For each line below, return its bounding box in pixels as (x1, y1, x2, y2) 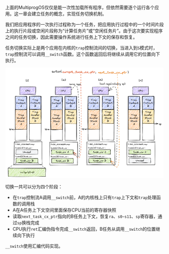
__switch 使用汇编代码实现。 (5, 243, 63, 249)
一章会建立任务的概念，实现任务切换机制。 (18, 11, 107, 17)
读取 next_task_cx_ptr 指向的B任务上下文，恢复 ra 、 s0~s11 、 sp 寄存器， (12, 213, 158, 219)
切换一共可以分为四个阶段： (5, 183, 63, 189)
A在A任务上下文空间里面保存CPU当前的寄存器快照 (12, 207, 117, 213)
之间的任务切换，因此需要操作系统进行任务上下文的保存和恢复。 (5, 34, 137, 40)
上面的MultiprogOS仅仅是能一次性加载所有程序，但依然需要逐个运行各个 (5, 5, 155, 10)
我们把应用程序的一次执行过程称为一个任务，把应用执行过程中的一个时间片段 (5, 22, 164, 27)
